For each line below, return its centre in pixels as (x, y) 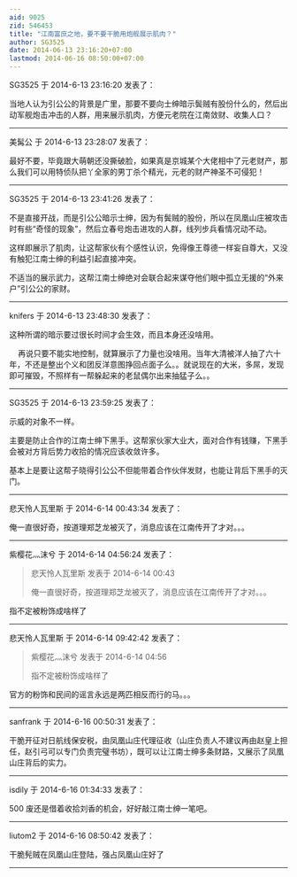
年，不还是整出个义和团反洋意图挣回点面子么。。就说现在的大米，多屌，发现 (147, 365)
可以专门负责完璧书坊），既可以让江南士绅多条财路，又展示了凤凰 (166, 751)
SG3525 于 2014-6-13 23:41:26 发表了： (82, 199)
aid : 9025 (27, 17)
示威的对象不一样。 (44, 421)
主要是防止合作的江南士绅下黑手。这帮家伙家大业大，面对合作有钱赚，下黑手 (148, 440)
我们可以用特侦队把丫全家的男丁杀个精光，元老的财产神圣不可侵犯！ (141, 172)
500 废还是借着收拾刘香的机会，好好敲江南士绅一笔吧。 (110, 808)
